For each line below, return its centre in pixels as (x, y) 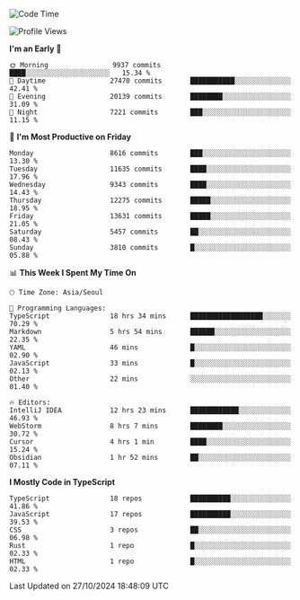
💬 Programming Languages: (57, 308)
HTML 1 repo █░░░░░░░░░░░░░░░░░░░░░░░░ (150, 561)
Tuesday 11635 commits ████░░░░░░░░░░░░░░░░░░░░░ (150, 169)
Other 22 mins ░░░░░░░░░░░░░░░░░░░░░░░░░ (150, 379)
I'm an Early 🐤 (35, 49)
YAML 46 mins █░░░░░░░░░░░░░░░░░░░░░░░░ (150, 348)
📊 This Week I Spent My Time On (73, 273)
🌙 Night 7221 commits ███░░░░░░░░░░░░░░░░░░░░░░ (150, 112)
